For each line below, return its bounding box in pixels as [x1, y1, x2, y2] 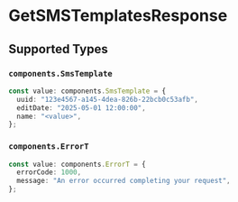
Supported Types [8, 41, 109, 57]
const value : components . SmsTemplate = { [8, 87, 167, 96]
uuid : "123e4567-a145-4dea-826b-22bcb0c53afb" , [16, 95, 199, 104]
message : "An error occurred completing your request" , [16, 177, 231, 186]
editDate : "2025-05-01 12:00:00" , [16, 103, 146, 113]
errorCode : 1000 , [16, 168, 82, 177]
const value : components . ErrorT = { [8, 160, 146, 169]
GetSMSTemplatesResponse [8, 5, 228, 26]
